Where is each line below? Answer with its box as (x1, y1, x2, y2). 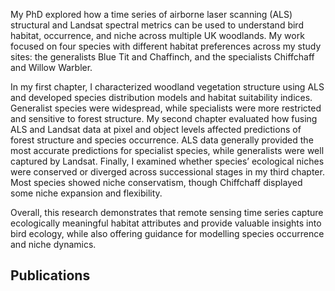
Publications (10, 267, 91, 284)
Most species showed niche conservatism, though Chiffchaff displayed (10, 177, 303, 188)
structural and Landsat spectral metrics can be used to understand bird (10, 19, 304, 31)
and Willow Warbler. (10, 62, 93, 73)
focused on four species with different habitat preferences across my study (10, 40, 322, 52)
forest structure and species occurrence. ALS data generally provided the (10, 134, 314, 146)
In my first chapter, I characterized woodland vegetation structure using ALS (10, 81, 325, 93)
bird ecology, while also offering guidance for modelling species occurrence (10, 228, 325, 239)
